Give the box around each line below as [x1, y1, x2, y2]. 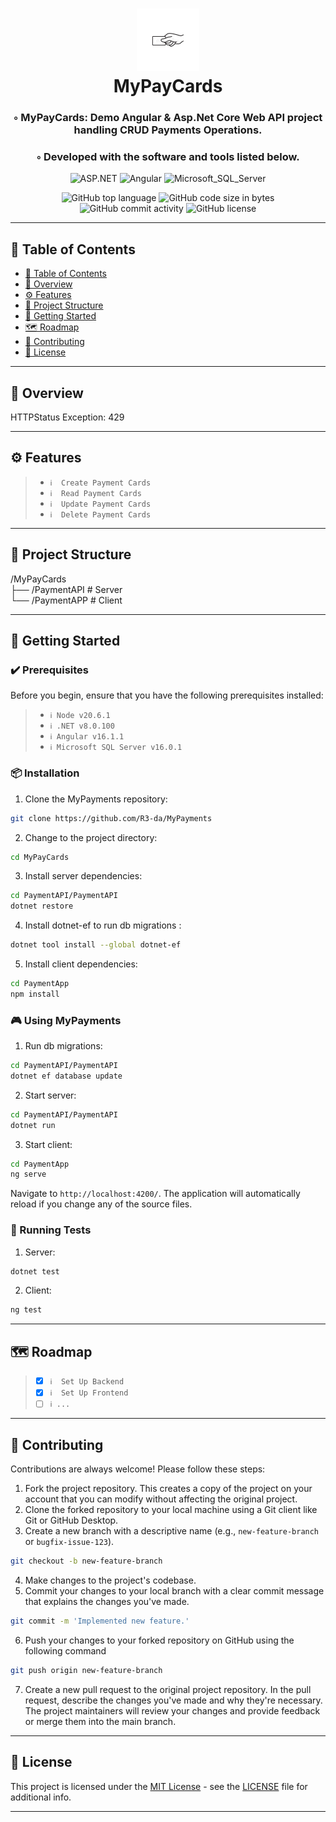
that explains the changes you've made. [24, 1596, 190, 1608]
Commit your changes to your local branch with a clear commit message [24, 1585, 325, 1597]
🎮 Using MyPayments [10, 1013, 122, 1027]
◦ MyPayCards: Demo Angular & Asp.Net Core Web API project [13, 111, 323, 125]
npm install [10, 989, 60, 999]
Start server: [24, 1089, 77, 1101]
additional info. [10, 1791, 72, 1803]
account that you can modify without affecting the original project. [24, 1493, 298, 1505]
